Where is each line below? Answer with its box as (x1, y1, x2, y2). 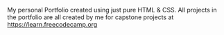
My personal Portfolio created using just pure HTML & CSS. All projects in (7, 6, 217, 14)
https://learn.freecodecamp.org (7, 21, 98, 28)
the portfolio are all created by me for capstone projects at (7, 13, 174, 21)
